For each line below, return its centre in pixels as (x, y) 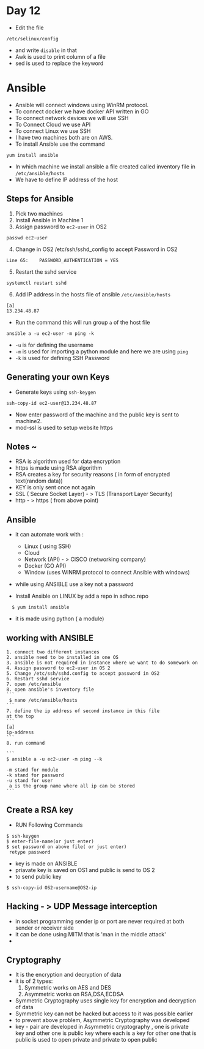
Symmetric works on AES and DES (68, 988)
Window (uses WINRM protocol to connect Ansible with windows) (107, 573)
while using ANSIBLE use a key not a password (74, 584)
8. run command (26, 743)
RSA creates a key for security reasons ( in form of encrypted (93, 475)
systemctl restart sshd (37, 283)
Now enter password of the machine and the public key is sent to (97, 415)
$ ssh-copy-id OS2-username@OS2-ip (52, 888)
